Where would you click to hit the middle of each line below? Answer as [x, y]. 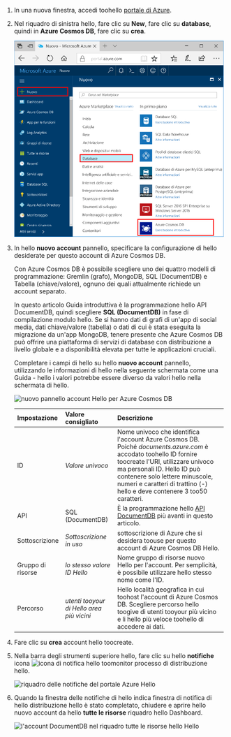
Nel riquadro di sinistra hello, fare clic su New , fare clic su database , [112, 23]
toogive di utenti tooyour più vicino [167, 612]
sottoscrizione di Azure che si [160, 533]
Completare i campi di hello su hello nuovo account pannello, [102, 363]
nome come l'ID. [141, 580]
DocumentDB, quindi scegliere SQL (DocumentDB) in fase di [101, 312]
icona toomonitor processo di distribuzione [111, 663]
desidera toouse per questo [157, 540]
